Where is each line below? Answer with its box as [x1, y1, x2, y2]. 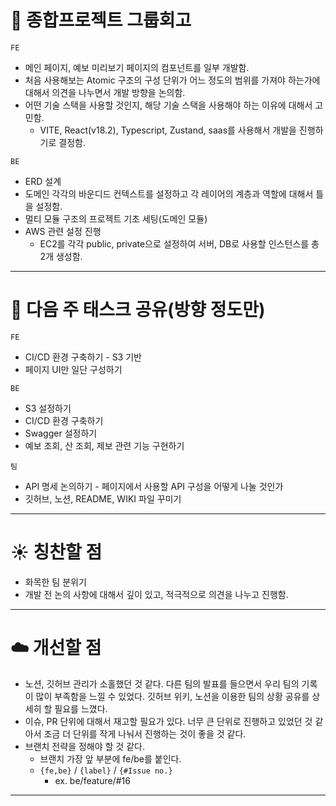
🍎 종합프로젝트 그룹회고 [10, 9, 192, 32]
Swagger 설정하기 [24, 427, 98, 439]
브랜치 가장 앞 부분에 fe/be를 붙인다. [39, 752, 182, 765]
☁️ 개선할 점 [10, 637, 102, 659]
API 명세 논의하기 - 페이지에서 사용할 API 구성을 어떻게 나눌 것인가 [24, 480, 284, 492]
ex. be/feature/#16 [54, 774, 131, 786]
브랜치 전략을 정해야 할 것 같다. [24, 740, 145, 752]
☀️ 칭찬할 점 [10, 541, 103, 564]
